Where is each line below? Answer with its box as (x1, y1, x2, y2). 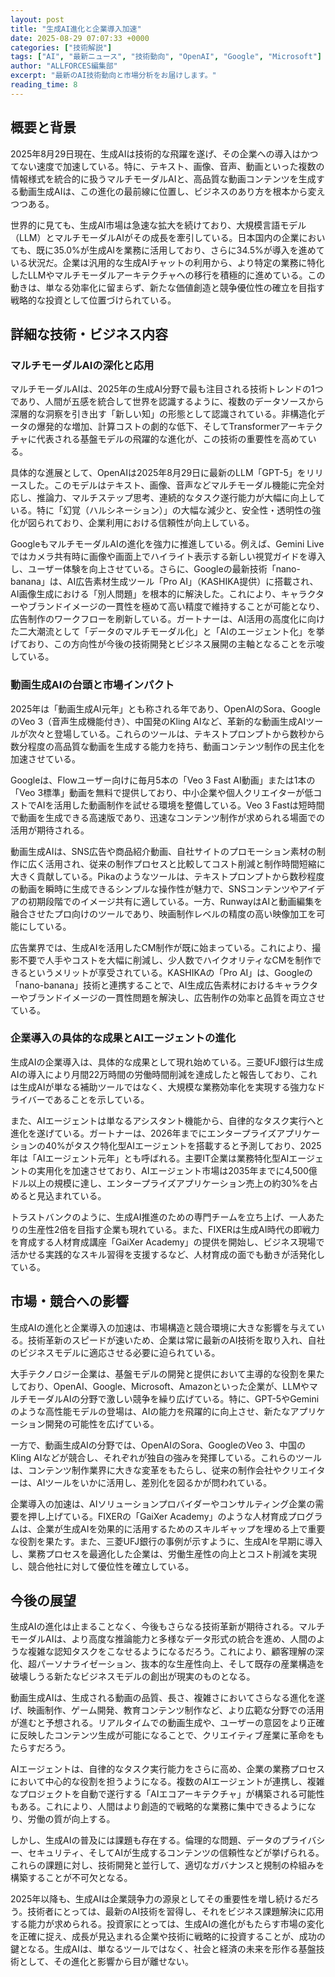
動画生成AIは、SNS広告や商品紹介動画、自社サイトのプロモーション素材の (10, 845, 317, 857)
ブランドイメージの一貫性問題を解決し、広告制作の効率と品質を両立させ (27, 991, 326, 1003)
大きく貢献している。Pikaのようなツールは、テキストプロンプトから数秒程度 (10, 870, 325, 882)
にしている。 (18, 920, 72, 932)
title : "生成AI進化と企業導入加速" (10, 24, 142, 34)
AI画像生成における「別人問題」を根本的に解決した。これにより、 (10, 588, 282, 600)
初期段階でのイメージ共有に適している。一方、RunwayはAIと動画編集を (27, 895, 323, 907)
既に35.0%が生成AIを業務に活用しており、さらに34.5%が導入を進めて (35, 244, 325, 256)
